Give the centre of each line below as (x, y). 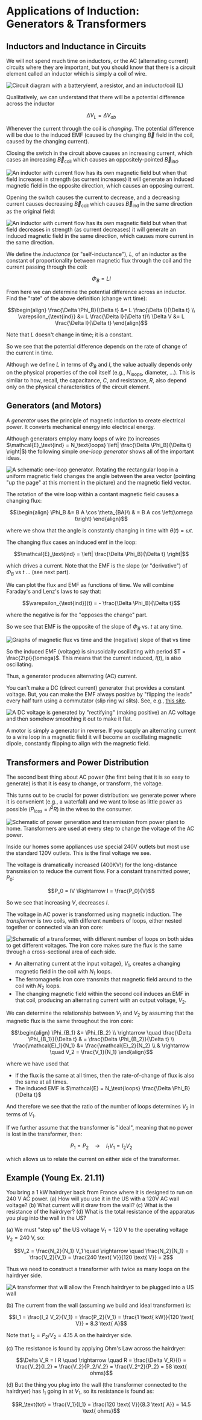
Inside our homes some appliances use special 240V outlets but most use (98, 847)
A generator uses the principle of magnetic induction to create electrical (96, 420)
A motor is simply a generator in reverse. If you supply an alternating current (101, 731)
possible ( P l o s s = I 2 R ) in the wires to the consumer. (69, 810)
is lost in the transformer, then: (44, 1134)
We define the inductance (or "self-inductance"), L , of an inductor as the (96, 254)
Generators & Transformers (76, 24)
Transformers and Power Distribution (77, 763)
